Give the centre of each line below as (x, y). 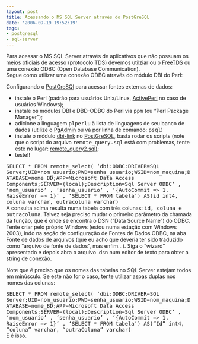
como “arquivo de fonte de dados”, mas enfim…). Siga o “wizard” (86, 246)
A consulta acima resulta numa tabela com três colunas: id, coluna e (94, 208)
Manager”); (29, 117)
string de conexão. (29, 258)
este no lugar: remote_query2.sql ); (57, 149)
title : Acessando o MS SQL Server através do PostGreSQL (78, 17)
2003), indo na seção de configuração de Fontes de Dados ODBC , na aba (96, 233)
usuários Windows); (39, 104)
